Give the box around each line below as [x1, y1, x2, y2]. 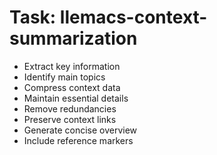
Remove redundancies [23, 102, 117, 115]
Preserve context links [23, 113, 117, 125]
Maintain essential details [23, 92, 129, 104]
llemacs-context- [59, 6, 208, 29]
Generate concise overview [23, 124, 138, 136]
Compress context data [23, 81, 121, 93]
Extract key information [23, 60, 121, 72]
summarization [9, 27, 138, 50]
